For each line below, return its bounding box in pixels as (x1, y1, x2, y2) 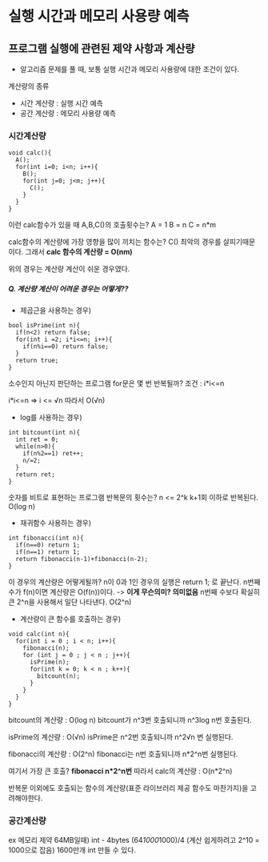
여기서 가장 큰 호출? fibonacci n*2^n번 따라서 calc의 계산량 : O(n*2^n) (8, 766, 233, 776)
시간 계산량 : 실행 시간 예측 (19, 98, 104, 108)
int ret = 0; (15, 435, 59, 444)
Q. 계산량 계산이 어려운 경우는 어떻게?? (8, 283, 129, 293)
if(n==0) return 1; (15, 541, 81, 549)
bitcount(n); (37, 672, 81, 680)
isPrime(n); (29, 658, 70, 667)
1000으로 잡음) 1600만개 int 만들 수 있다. (8, 845, 136, 855)
